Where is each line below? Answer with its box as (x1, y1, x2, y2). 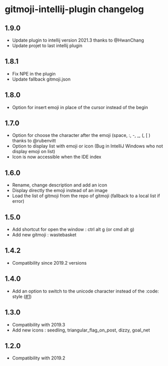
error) (12, 198, 25, 204)
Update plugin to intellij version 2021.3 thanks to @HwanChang (12, 37, 144, 43)
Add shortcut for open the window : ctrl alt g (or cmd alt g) (12, 227, 135, 233)
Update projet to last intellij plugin (12, 43, 83, 49)
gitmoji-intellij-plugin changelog (5, 4, 144, 15)
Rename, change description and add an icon (12, 182, 108, 188)
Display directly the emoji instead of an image (12, 188, 108, 194)
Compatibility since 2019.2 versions (12, 260, 87, 266)
